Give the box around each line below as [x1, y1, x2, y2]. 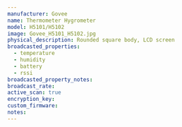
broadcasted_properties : [7, 43, 80, 50]
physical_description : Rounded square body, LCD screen [7, 37, 175, 44]
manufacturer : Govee [7, 10, 68, 18]
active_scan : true [7, 89, 61, 96]
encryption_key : [7, 96, 55, 103]
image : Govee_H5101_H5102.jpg [7, 30, 97, 37]
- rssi [13, 69, 33, 76]
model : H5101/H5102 [7, 23, 65, 30]
